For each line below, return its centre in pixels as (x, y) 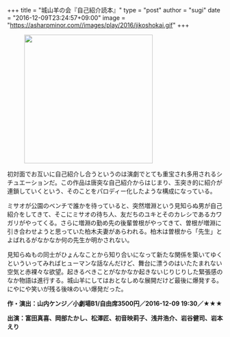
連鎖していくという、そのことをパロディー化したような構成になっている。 (112, 191)
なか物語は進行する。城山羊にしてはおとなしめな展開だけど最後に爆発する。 (115, 280)
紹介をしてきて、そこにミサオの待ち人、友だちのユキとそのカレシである (108, 214)
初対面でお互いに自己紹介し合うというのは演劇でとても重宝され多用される (112, 174)
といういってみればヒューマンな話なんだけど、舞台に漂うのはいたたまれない (115, 263)
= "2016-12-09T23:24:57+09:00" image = (66, 18)
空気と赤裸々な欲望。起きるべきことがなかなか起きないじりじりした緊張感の (115, 272)
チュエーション (28, 183)
